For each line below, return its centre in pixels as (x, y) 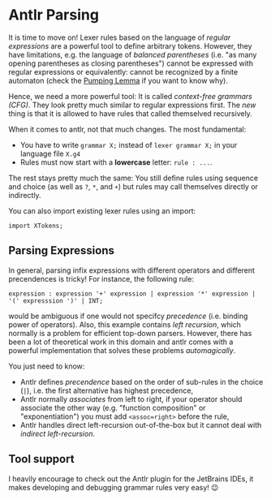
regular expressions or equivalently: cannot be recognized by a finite (123, 71)
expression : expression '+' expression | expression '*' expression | (132, 294)
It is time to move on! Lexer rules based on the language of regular (120, 37)
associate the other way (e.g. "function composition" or (113, 407)
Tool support (41, 459)
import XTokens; (36, 226)
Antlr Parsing (54, 15)
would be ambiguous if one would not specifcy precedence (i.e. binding (128, 316)
